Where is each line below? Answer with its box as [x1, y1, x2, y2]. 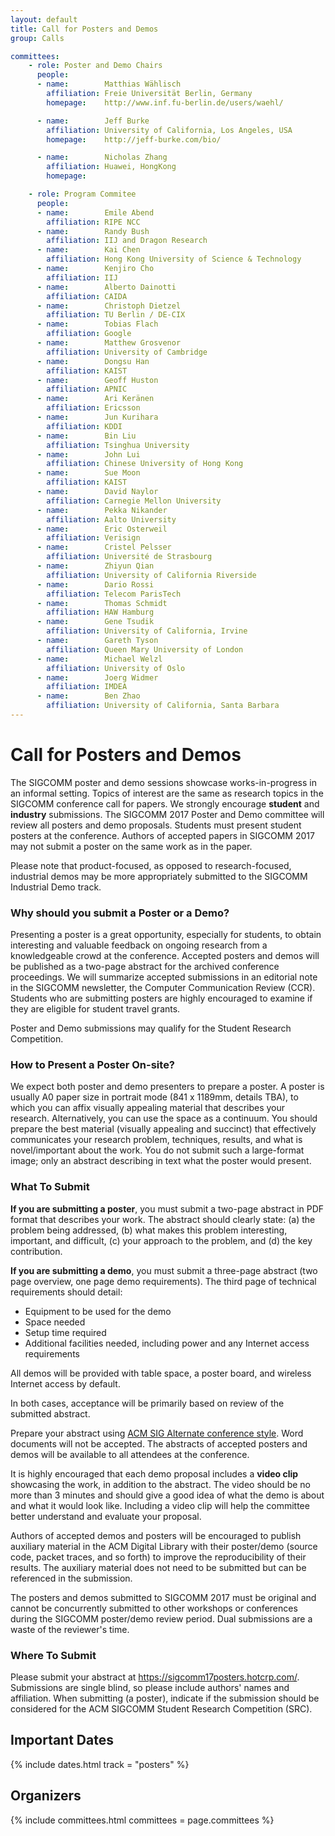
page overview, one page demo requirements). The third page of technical [10, 1275, 317, 1287]
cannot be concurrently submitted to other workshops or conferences [10, 1602, 298, 1614]
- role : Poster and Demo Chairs [28, 61, 163, 71]
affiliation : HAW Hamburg [46, 607, 155, 618]
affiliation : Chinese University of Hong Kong [46, 459, 244, 469]
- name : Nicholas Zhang [36, 152, 168, 163]
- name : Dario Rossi [36, 579, 155, 590]
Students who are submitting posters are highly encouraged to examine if [10, 992, 313, 1005]
